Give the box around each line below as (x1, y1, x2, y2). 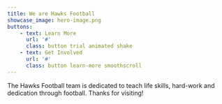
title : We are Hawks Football (7, 10, 96, 17)
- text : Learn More (20, 29, 77, 37)
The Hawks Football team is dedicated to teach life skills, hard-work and (7, 81, 215, 89)
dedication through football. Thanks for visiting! (7, 89, 144, 97)
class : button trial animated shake (25, 43, 133, 50)
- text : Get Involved (20, 50, 82, 57)
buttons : (7, 23, 33, 30)
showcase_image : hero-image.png (7, 17, 101, 24)
